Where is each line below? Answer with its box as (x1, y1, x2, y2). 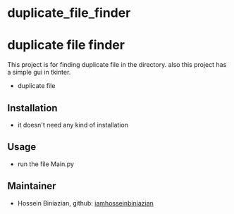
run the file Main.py (17, 160, 74, 168)
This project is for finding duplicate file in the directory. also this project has (7, 61, 227, 69)
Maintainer (7, 180, 56, 192)
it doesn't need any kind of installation (17, 120, 129, 129)
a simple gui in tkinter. (7, 68, 71, 77)
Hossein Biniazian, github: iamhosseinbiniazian (17, 199, 154, 207)
